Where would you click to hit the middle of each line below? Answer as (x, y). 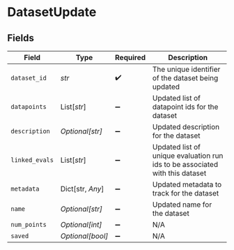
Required (130, 58)
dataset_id (29, 78)
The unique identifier (186, 69)
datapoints (29, 106)
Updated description (186, 127)
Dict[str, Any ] (82, 189)
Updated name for (182, 205)
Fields (21, 38)
